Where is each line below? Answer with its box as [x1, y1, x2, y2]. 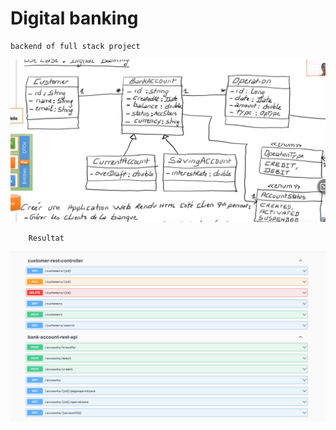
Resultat [28, 233, 65, 243]
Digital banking [10, 7, 139, 30]
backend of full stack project [10, 41, 141, 51]
